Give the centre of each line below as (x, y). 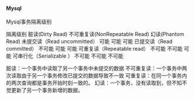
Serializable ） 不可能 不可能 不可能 (81, 56)
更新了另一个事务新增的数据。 (47, 90)
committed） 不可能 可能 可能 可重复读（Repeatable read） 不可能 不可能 (94, 49)
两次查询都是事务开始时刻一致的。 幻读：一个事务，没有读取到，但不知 (96, 83)
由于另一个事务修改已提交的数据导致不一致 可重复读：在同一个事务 (102, 76)
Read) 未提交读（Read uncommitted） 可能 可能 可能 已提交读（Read (89, 41)
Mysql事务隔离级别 (29, 22)
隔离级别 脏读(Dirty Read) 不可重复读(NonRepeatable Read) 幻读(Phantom (95, 34)
